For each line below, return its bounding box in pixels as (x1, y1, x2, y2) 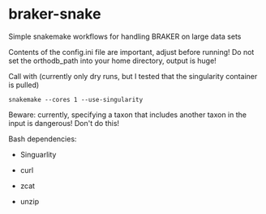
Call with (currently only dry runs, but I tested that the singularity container (8, 71, 258, 81)
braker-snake (8, 5, 101, 23)
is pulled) (8, 80, 40, 90)
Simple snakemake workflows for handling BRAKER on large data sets (8, 31, 242, 41)
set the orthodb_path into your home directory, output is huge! (8, 56, 217, 65)
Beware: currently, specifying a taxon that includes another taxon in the (8, 110, 247, 120)
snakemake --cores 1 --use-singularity (8, 95, 144, 103)
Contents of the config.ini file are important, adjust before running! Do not (8, 47, 255, 57)
